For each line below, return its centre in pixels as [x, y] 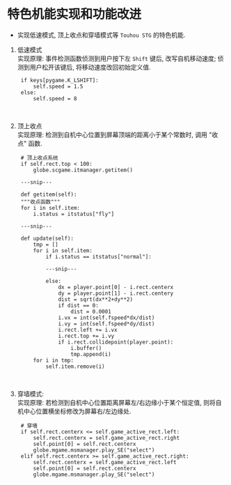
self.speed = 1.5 [58, 86]
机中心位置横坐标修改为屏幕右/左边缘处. [74, 411]
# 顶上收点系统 [39, 157]
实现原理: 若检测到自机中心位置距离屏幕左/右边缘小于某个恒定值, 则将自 [119, 402]
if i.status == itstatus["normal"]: [98, 256]
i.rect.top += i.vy [86, 336]
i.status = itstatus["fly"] [74, 214]
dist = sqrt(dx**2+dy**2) [96, 299]
